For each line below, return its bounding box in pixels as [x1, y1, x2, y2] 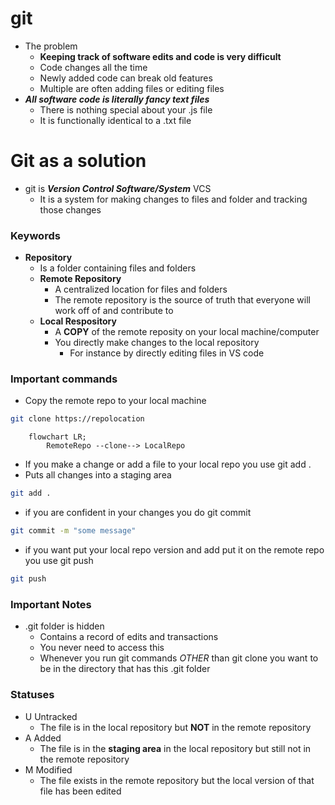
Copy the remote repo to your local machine [24, 395, 207, 407]
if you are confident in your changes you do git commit [24, 507, 252, 519]
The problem [24, 40, 78, 52]
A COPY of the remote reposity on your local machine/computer [54, 326, 320, 338]
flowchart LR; [28, 432, 87, 442]
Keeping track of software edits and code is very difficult [39, 50, 282, 62]
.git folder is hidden [24, 620, 105, 632]
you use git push [24, 555, 94, 567]
